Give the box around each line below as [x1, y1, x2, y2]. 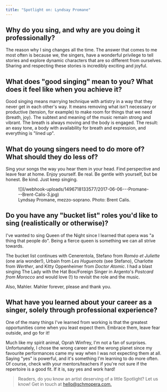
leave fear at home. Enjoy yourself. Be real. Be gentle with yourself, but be [5, 171, 158, 177]
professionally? [5, 33, 55, 42]
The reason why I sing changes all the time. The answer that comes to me [5, 47, 158, 53]
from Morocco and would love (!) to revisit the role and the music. [5, 273, 140, 280]
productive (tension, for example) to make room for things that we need [5, 109, 153, 115]
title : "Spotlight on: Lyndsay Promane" [5, 7, 91, 12]
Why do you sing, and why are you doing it [5, 26, 140, 34]
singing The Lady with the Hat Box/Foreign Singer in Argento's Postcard [5, 268, 154, 274]
